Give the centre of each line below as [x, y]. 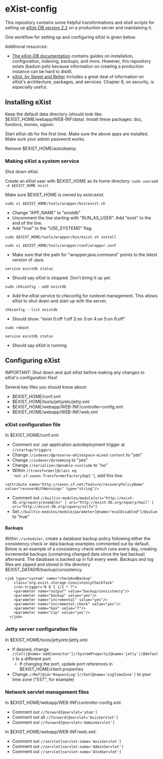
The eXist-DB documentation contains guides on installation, [73, 56]
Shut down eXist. [22, 172]
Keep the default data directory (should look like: [54, 114]
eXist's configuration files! [31, 377]
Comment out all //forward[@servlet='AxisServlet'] [65, 717]
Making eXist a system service [42, 161]
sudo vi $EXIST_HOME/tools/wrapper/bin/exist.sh [55, 204]
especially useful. [30, 87]
